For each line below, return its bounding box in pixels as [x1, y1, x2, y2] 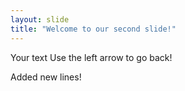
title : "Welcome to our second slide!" [10, 24, 177, 34]
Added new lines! [10, 71, 82, 83]
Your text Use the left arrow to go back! [10, 51, 173, 63]
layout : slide [10, 14, 70, 25]
